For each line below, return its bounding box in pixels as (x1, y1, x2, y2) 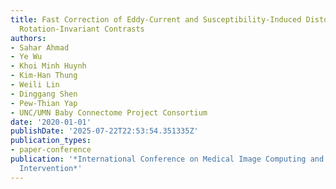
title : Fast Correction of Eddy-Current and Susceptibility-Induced (10, 14, 302, 25)
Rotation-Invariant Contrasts (19, 24, 145, 34)
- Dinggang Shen (10, 89, 78, 99)
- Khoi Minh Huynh (10, 61, 87, 71)
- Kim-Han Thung (10, 71, 78, 81)
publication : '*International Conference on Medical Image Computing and (10, 154, 325, 164)
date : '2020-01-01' (10, 117, 92, 127)
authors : (10, 33, 47, 43)
